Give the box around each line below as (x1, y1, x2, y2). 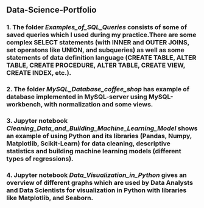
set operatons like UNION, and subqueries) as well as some (6, 46, 185, 54)
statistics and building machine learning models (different (6, 147, 181, 156)
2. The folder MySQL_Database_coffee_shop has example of (6, 85, 190, 94)
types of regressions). (6, 154, 74, 163)
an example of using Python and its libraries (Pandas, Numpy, (6, 132, 192, 140)
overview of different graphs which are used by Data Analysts (6, 179, 194, 187)
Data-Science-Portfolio (6, 5, 97, 15)
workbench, (6, 100, 43, 109)
